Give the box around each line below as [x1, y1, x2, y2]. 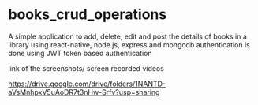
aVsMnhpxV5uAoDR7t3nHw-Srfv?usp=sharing [8, 87, 160, 96]
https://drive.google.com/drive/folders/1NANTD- [8, 79, 166, 88]
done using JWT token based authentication [8, 48, 152, 58]
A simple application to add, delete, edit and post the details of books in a [8, 32, 247, 41]
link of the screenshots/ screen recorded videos [8, 63, 164, 73]
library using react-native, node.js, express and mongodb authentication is [8, 39, 250, 49]
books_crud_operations [8, 6, 167, 24]
